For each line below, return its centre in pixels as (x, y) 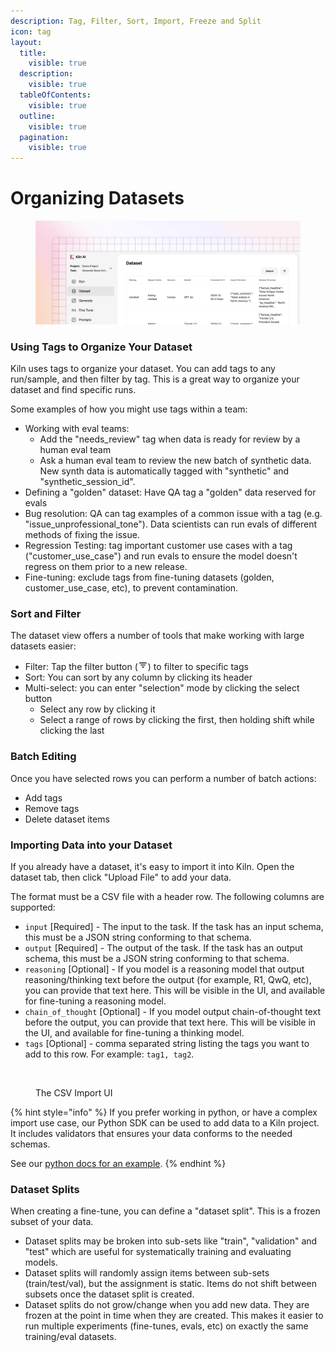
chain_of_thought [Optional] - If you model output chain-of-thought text (172, 1011)
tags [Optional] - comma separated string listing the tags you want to (167, 1043)
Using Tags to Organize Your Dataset (101, 347)
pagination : (44, 137)
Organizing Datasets (97, 198)
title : (33, 53)
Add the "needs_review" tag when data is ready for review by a (170, 439)
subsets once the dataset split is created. (109, 1294)
